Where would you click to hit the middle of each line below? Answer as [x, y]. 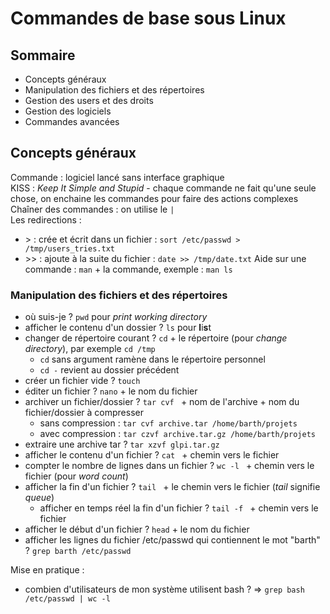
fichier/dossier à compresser [84, 413]
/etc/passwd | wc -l [67, 599]
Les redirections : [46, 219]
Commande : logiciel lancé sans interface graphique [117, 177]
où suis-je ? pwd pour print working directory [116, 317]
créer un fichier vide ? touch [82, 381]
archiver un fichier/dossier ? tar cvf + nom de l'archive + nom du [162, 402]
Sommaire [43, 55]
